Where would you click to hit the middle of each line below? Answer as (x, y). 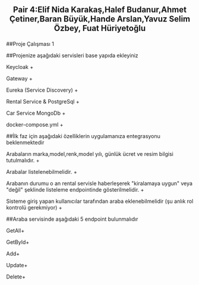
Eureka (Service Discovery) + (42, 90)
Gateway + (19, 79)
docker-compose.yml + (35, 125)
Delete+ (16, 277)
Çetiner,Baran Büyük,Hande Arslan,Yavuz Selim (100, 19)
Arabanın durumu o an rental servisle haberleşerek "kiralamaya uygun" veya (99, 183)
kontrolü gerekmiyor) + (34, 208)
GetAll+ (15, 231)
